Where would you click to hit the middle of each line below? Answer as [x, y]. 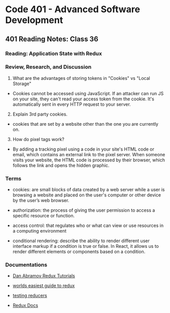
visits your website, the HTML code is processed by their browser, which [89, 160]
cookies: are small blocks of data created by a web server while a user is [89, 190]
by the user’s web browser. [41, 201]
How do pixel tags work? [38, 139]
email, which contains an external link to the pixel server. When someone [89, 154]
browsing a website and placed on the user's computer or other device [87, 195]
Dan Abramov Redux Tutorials [44, 276]
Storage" [22, 83]
